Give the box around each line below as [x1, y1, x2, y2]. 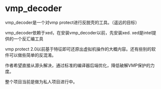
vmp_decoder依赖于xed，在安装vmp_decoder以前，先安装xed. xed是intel [5, 30, 152, 35]
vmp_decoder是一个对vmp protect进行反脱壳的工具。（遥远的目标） [5, 19, 140, 25]
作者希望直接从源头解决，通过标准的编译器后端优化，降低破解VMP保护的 [5, 62, 151, 68]
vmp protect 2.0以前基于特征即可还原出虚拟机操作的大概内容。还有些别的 [5, 46, 152, 52]
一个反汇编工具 [13, 36, 44, 42]
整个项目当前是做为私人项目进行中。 [5, 78, 78, 85]
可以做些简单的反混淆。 [9, 52, 56, 58]
